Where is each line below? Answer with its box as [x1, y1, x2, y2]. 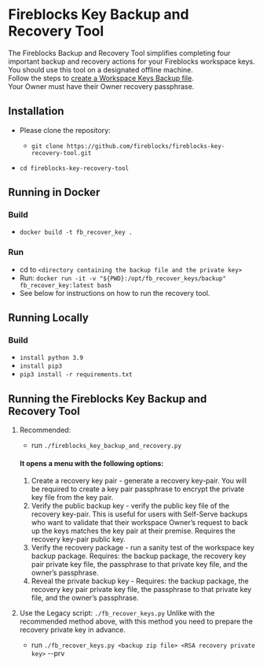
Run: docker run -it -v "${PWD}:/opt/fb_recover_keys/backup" [19, 273, 226, 283]
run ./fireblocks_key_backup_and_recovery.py [31, 441, 182, 450]
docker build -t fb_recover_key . [19, 228, 133, 237]
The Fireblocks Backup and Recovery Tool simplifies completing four [8, 48, 231, 57]
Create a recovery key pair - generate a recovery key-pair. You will [31, 476, 247, 486]
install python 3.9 [19, 354, 84, 362]
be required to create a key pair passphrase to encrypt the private [31, 484, 245, 494]
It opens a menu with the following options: [19, 458, 164, 468]
